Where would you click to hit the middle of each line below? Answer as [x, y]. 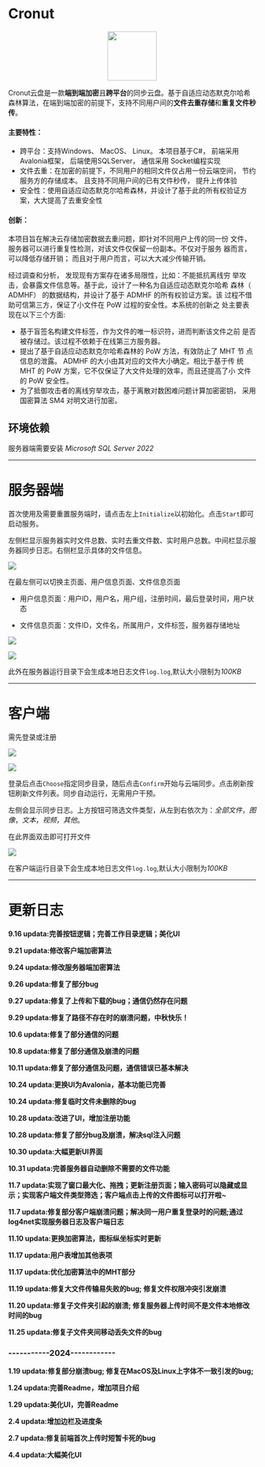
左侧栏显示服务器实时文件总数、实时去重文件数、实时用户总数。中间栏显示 [129, 540]
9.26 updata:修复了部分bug [53, 984]
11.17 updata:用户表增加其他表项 [60, 1255]
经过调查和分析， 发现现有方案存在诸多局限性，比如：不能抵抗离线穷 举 [124, 275]
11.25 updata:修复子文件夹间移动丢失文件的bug [85, 1332]
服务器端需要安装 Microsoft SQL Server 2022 [81, 448]
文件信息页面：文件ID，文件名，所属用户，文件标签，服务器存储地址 [130, 625]
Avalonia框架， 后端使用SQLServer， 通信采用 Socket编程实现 [120, 161]
